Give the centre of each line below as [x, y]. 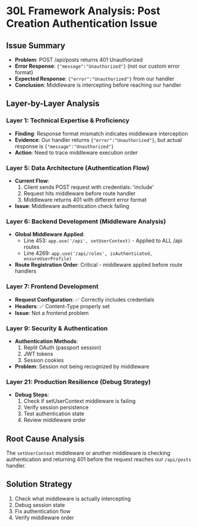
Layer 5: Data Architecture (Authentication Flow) [78, 168]
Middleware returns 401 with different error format [85, 200]
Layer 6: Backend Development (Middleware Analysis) [86, 221]
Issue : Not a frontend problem [52, 313]
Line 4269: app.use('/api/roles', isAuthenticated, [88, 253]
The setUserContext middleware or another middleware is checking [88, 453]
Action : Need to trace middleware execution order [76, 152]
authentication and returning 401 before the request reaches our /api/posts [99, 459]
